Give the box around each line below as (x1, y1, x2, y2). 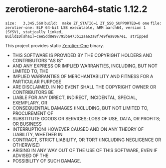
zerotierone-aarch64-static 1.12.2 (5, 3, 148, 15)
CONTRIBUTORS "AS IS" (12, 57, 63, 63)
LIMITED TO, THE (12, 68, 48, 74)
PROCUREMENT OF (12, 110, 54, 116)
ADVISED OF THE (12, 153, 49, 159)
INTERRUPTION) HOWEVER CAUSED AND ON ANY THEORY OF (12, 126, 144, 132)
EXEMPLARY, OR (12, 99, 47, 105)
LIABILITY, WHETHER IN (12, 131, 63, 137)
